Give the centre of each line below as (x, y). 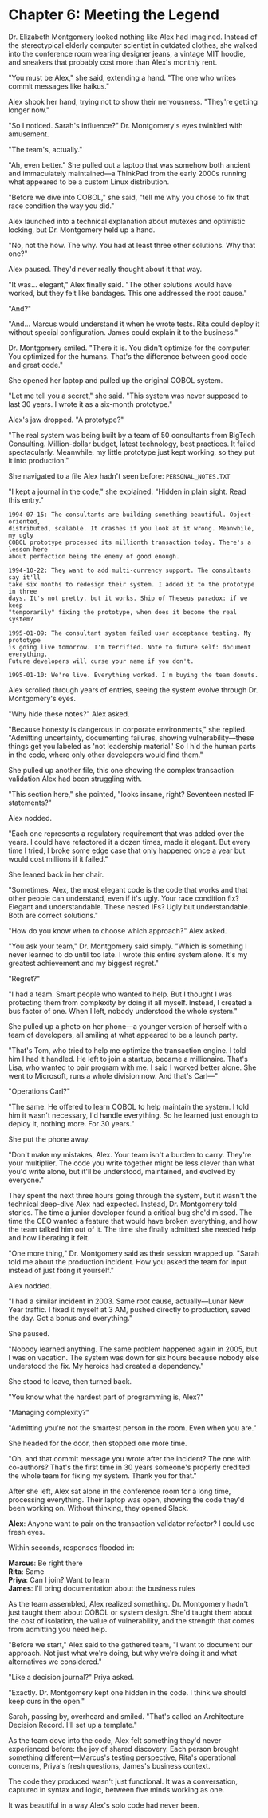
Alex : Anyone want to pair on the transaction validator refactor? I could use (132, 1523)
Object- (242, 515)
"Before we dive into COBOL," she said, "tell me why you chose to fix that (129, 197)
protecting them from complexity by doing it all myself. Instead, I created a (130, 1002)
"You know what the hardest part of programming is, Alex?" (106, 1397)
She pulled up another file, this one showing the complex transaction (121, 770)
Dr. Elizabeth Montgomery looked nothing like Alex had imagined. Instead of (133, 37)
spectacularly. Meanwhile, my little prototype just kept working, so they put (132, 452)
